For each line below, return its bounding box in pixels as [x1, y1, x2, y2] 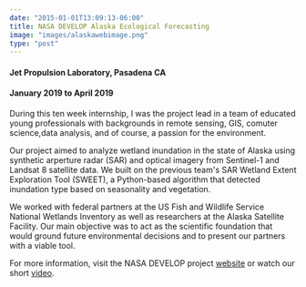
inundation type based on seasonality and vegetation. [9, 184, 211, 195]
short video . [9, 268, 55, 279]
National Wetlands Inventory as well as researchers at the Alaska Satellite [9, 211, 285, 222]
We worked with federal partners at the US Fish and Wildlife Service [9, 201, 265, 212]
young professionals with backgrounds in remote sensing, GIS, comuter [9, 118, 278, 128]
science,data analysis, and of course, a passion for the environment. [9, 128, 267, 138]
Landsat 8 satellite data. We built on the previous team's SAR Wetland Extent [9, 165, 297, 176]
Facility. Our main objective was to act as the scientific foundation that [9, 220, 273, 232]
